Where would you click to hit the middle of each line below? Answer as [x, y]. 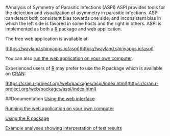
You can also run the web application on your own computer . [69, 58]
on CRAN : [16, 74]
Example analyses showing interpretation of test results [64, 128]
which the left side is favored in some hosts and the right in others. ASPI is [83, 23]
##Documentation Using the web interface [50, 99]
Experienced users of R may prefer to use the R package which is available [84, 68]
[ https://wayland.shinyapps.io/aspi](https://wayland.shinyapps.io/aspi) [80, 48]
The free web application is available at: [47, 39]
